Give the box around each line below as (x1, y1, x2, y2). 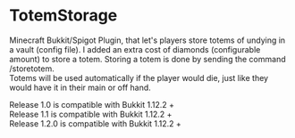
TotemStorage (9, 5, 118, 26)
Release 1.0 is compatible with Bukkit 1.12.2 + (9, 99, 175, 110)
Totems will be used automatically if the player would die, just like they (9, 72, 269, 83)
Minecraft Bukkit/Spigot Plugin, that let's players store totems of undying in (9, 35, 286, 45)
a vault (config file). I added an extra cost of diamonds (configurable (9, 44, 261, 54)
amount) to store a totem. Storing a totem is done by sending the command (9, 53, 286, 64)
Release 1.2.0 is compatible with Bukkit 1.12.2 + (9, 118, 181, 129)
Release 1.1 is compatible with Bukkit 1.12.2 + (9, 109, 173, 119)
